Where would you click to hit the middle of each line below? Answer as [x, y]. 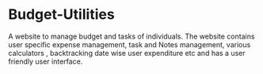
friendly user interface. [46, 61]
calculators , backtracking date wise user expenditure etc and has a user [127, 53]
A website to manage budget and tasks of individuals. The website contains [131, 36]
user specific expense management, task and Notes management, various [130, 44]
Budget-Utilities [61, 15]
